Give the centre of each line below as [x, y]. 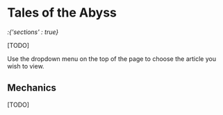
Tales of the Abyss [62, 13]
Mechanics [32, 88]
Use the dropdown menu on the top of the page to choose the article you [112, 59]
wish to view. [26, 66]
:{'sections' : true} [33, 32]
